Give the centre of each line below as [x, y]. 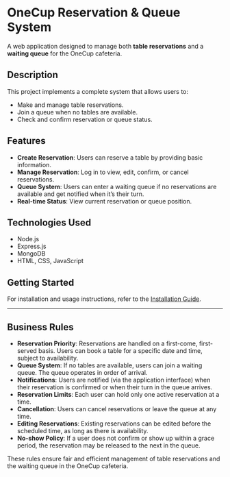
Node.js [28, 239]
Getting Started [41, 282]
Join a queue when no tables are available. [77, 112]
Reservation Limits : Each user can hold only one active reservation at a [118, 394]
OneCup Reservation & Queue [94, 13]
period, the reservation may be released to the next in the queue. [108, 445]
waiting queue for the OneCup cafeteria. [65, 53]
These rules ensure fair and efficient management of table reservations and [114, 458]
